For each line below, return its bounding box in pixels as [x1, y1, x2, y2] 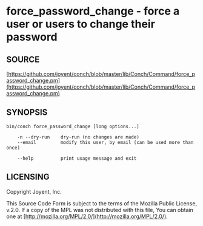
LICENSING [6, 172, 50, 182]
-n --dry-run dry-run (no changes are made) [17, 134, 139, 140]
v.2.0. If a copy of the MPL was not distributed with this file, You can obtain [6, 206, 194, 213]
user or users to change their [6, 17, 156, 31]
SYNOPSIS [6, 108, 48, 118]
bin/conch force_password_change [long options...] [6, 123, 139, 129]
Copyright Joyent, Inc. [6, 188, 62, 195]
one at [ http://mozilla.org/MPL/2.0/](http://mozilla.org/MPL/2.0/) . [6, 213, 168, 220]
